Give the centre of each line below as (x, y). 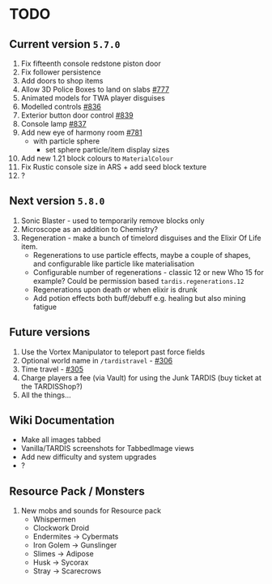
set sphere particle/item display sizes (107, 150)
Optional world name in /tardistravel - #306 (97, 360)
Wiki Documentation (62, 421)
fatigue (45, 307)
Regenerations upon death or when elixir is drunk (115, 290)
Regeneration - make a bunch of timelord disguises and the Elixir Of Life (141, 238)
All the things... (46, 395)
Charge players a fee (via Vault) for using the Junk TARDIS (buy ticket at (141, 377)
